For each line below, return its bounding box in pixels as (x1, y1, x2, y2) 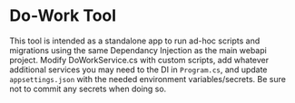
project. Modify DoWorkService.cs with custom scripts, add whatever (9, 54, 270, 65)
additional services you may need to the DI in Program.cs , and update (9, 64, 268, 75)
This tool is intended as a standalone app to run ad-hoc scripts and (9, 35, 261, 46)
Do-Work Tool (9, 5, 116, 26)
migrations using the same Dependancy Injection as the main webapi (9, 44, 268, 55)
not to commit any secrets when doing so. (9, 83, 167, 94)
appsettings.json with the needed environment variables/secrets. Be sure (9, 73, 286, 84)
